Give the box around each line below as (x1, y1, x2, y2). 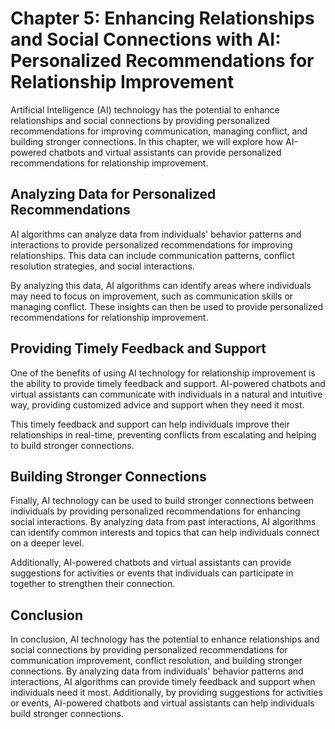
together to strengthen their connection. (10, 578, 176, 590)
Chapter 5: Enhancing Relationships (10, 7, 315, 30)
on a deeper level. (10, 537, 85, 549)
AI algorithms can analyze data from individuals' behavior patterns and (10, 228, 302, 240)
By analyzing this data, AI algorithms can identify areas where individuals (10, 279, 312, 291)
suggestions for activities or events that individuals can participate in (10, 567, 294, 579)
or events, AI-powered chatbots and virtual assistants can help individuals (10, 697, 315, 709)
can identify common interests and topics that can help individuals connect (10, 527, 320, 539)
